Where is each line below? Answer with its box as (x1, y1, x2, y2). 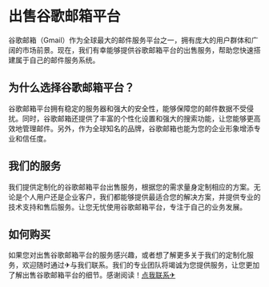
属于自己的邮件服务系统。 (14, 55, 100, 65)
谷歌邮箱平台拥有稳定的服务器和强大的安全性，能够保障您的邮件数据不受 (8, 103, 247, 113)
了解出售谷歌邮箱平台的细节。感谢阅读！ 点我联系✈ (8, 270, 176, 280)
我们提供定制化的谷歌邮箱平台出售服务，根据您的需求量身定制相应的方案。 (8, 181, 254, 192)
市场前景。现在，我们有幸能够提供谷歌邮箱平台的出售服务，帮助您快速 (22, 45, 254, 54)
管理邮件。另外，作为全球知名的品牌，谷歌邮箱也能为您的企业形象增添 (22, 123, 254, 133)
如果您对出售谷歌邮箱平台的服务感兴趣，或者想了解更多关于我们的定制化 (8, 250, 247, 260)
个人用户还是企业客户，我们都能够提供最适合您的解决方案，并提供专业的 (22, 192, 261, 201)
